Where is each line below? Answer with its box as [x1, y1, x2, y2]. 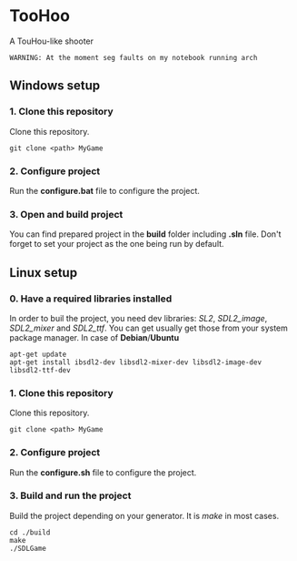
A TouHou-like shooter [9, 36, 94, 46]
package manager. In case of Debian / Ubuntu [9, 331, 180, 342]
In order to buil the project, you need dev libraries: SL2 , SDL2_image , [9, 312, 268, 323]
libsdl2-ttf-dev [9, 365, 71, 374]
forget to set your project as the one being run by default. [9, 239, 224, 250]
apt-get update [9, 350, 67, 359]
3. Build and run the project [9, 489, 132, 502]
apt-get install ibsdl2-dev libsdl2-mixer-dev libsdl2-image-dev [9, 357, 262, 367]
